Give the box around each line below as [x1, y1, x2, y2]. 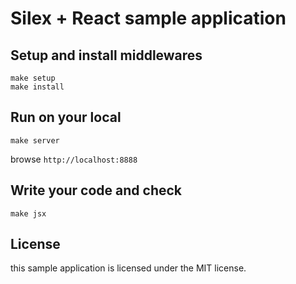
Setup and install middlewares [10, 47, 203, 64]
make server [10, 135, 60, 146]
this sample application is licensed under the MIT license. [10, 262, 247, 274]
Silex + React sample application [10, 7, 287, 30]
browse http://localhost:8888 [10, 153, 138, 165]
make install [10, 82, 65, 92]
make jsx [10, 208, 47, 219]
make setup [10, 73, 56, 83]
